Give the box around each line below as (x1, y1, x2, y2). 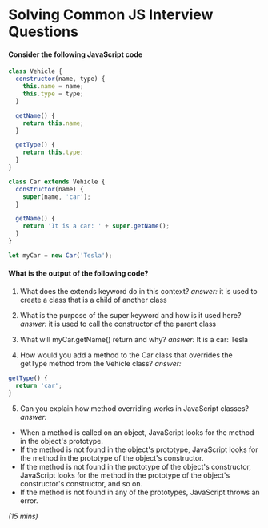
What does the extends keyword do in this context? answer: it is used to (19, 286, 258, 296)
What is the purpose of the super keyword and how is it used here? (19, 310, 242, 320)
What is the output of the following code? (8, 268, 149, 278)
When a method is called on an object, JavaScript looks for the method (19, 427, 254, 437)
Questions (8, 22, 78, 41)
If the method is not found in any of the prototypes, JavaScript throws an (19, 487, 260, 497)
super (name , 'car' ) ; (22, 192, 91, 201)
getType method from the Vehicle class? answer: (19, 358, 182, 368)
